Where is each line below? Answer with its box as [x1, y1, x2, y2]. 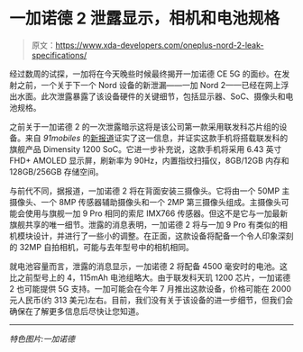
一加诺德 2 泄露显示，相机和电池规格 [9, 8, 280, 29]
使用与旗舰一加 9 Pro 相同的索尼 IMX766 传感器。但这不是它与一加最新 [24, 208, 289, 219]
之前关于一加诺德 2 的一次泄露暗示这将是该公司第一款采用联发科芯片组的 [9, 121, 280, 131]
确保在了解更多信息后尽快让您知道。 [9, 305, 144, 316]
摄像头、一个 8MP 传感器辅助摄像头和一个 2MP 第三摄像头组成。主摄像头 [9, 196, 282, 207]
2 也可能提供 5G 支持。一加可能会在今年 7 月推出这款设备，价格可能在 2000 [9, 283, 291, 293]
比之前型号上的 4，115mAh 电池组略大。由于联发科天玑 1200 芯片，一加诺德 [9, 272, 291, 283]
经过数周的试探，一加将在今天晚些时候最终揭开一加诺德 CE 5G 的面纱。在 [9, 68, 282, 79]
